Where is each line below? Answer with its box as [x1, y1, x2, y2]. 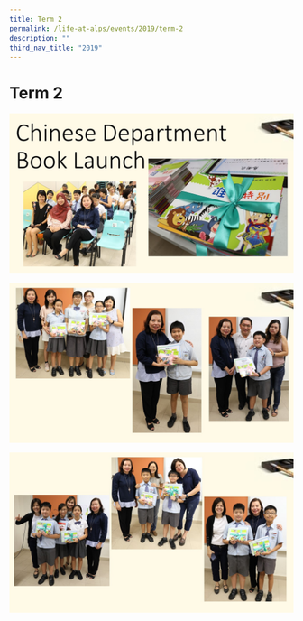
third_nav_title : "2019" [9, 43, 103, 52]
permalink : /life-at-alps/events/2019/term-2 [9, 23, 183, 33]
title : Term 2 [9, 14, 63, 23]
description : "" [9, 33, 70, 42]
